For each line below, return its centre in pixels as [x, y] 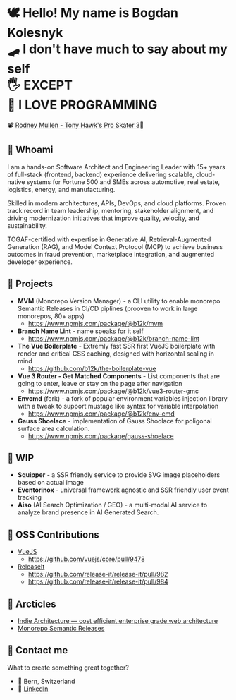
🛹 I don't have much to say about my [117, 49]
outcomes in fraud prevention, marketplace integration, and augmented [111, 254]
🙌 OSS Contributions [54, 535]
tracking [30, 497]
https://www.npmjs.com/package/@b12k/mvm [95, 323]
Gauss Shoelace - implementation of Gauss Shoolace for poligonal [115, 421]
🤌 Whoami [30, 150]
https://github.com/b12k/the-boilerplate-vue [92, 368]
